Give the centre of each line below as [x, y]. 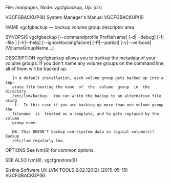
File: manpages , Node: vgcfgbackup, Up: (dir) [54, 7]
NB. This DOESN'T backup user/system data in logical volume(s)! [83, 132]
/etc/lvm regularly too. [39, 141]
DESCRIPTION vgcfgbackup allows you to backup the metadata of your [81, 58]
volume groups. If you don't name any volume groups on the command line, [85, 63]
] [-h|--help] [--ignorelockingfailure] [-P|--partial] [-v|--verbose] [83, 42]
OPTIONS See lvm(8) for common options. [50, 150]
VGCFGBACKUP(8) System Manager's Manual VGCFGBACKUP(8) [75, 17]
